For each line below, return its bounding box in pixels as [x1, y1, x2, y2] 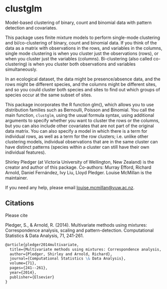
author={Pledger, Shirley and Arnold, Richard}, [9, 252, 113, 257]
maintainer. [5, 175, 28, 181]
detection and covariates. [5, 24, 58, 30]
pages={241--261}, [9, 266, 48, 271]
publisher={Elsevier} [9, 275, 55, 280]
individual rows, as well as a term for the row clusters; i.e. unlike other [5, 133, 149, 139]
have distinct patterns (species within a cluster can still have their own [5, 144, 150, 150]
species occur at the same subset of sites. [5, 92, 92, 98]
